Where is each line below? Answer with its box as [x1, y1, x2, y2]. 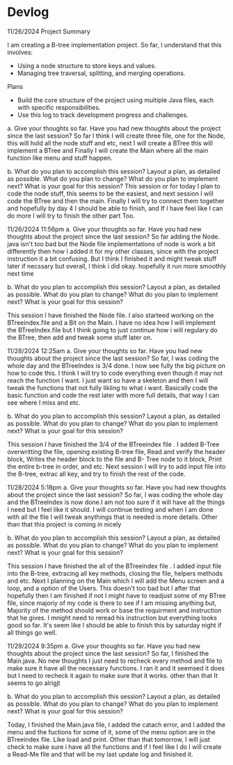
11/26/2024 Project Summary [7, 27, 90, 35]
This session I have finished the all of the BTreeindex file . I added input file [7, 561, 222, 570]
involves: [7, 48, 33, 56]
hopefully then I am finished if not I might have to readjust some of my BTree [7, 591, 226, 599]
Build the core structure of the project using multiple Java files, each [17, 95, 214, 104]
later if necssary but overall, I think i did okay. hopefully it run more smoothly [7, 261, 227, 270]
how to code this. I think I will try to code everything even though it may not [7, 369, 223, 377]
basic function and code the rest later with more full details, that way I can [7, 391, 220, 399]
